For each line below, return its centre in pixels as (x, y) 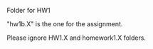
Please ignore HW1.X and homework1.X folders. (76, 38)
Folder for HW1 (28, 10)
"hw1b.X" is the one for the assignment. (65, 24)
